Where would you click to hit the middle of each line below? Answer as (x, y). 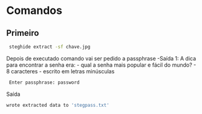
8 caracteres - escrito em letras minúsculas (60, 71)
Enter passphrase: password (44, 82)
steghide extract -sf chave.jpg (50, 47)
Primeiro (23, 33)
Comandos (34, 11)
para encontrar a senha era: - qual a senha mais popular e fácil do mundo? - (101, 65)
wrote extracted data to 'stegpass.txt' (58, 105)
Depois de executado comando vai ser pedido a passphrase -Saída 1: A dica (101, 58)
